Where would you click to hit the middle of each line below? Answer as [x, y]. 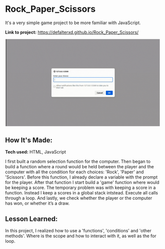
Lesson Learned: [32, 219]
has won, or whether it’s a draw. [37, 203]
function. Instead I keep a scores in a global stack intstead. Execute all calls [82, 193]
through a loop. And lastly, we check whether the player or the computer [79, 198]
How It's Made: [29, 140]
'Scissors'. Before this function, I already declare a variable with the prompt [81, 177]
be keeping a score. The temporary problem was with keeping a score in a [81, 187]
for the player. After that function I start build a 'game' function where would [82, 183]
